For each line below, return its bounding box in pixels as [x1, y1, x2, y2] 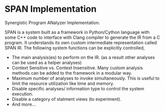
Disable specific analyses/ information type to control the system [11, 85, 144, 91]
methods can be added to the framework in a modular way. [11, 70, 132, 76]
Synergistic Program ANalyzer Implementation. [4, 20, 100, 26]
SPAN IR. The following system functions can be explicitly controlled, [4, 45, 145, 51]
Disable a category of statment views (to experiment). [11, 96, 122, 102]
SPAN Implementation [4, 3, 97, 15]
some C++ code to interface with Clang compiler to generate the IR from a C [4, 34, 160, 40]
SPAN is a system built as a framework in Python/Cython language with [4, 29, 150, 35]
